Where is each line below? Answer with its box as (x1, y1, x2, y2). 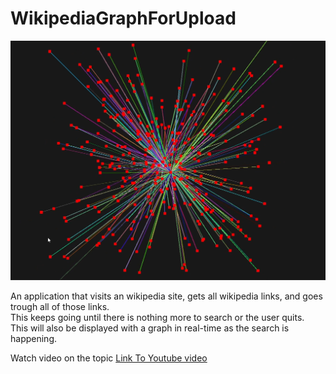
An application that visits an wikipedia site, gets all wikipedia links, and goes (10, 290, 323, 302)
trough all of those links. (10, 301, 110, 313)
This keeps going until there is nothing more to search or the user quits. (10, 312, 305, 324)
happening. (10, 333, 57, 345)
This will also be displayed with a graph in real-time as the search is (10, 322, 290, 334)
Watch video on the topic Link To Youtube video (10, 352, 208, 364)
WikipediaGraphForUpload (10, 7, 237, 30)
